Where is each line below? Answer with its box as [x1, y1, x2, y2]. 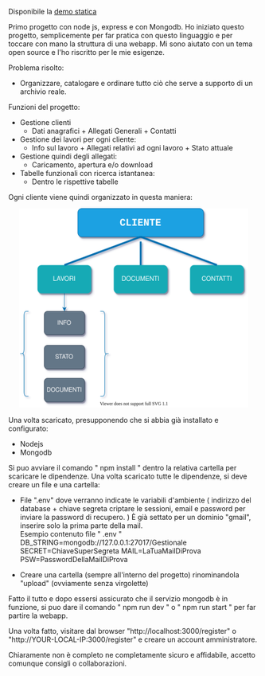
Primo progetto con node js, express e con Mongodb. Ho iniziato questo [8, 22, 245, 31]
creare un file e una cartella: [8, 480, 101, 489]
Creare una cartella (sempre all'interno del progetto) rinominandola [19, 570, 240, 580]
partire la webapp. [8, 611, 68, 620]
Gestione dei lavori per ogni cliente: [19, 135, 137, 144]
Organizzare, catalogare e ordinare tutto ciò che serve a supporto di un [19, 79, 253, 88]
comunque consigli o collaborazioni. [8, 658, 127, 668]
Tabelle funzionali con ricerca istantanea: [19, 169, 155, 178]
